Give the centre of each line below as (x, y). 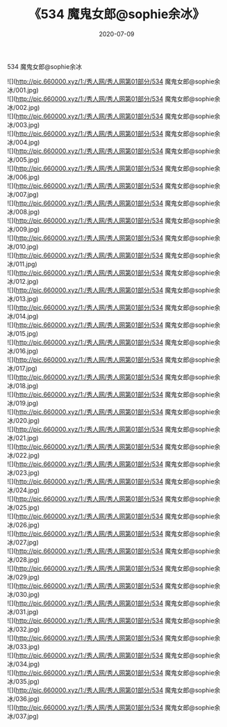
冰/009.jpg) (24, 229)
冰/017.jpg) (23, 368)
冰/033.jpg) (24, 646)
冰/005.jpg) (24, 159)
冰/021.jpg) (23, 438)
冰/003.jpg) (24, 125)
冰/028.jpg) (24, 559)
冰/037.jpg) (23, 716)
